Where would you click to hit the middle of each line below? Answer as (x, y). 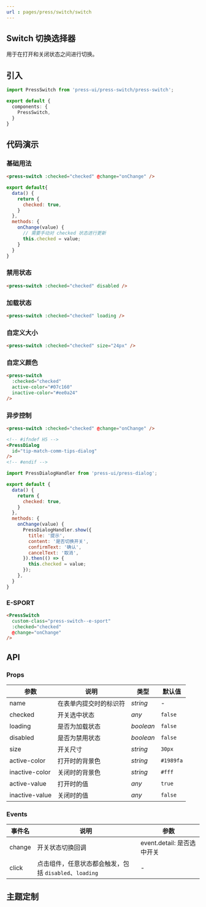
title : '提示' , (47, 536)
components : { (30, 107)
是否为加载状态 (79, 727)
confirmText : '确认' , (55, 547)
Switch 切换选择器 (41, 38)
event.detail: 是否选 (168, 843)
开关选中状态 (76, 715)
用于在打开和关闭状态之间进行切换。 (52, 54)
